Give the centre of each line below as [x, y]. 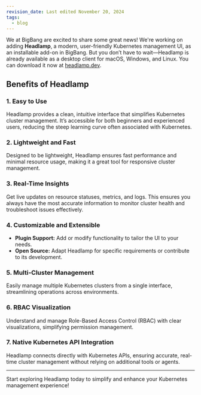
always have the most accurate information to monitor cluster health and [96, 203]
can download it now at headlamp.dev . [54, 65]
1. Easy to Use [27, 101]
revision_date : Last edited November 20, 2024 [65, 12]
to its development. [39, 257]
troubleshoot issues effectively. [45, 209]
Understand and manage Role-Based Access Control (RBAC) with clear [94, 320]
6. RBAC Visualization [38, 308]
